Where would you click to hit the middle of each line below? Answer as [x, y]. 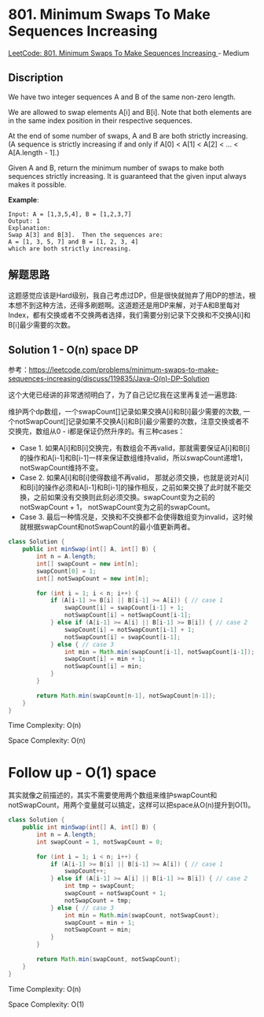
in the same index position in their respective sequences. [100, 121]
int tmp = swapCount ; [99, 886]
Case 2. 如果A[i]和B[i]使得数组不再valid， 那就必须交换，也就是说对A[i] [134, 477]
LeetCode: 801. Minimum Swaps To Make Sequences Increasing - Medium [129, 53]
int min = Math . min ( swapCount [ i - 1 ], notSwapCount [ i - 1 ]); [159, 651]
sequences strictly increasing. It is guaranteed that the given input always [127, 176]
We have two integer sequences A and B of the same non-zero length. [122, 97]
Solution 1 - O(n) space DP [73, 349]
